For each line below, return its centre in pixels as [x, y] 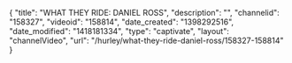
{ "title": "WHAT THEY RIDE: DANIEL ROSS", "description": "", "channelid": [145, 13]
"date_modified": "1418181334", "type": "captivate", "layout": [119, 31]
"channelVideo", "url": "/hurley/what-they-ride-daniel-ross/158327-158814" [147, 40]
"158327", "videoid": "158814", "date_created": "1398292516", [122, 22]
